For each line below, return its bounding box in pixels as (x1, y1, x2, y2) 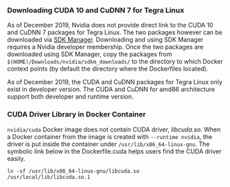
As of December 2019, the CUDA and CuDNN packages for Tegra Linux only (7, 78, 223, 86)
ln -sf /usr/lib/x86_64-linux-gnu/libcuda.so (7, 167, 139, 175)
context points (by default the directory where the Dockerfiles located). (7, 64, 209, 73)
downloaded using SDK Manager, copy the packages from (7, 50, 173, 58)
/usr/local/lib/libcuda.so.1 (7, 173, 91, 180)
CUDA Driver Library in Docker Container (7, 110, 146, 119)
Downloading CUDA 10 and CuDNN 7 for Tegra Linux (7, 5, 185, 15)
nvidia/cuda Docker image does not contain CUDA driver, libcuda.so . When (7, 125, 221, 134)
